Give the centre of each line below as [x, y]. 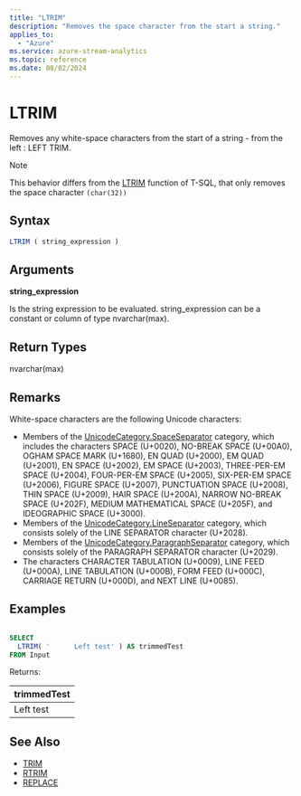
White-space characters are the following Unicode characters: [126, 419]
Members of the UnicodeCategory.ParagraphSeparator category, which [156, 542]
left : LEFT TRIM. [40, 147]
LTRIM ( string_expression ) [64, 242]
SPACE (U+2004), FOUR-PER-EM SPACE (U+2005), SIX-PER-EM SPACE [157, 475]
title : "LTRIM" [38, 18]
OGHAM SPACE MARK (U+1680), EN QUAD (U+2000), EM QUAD [143, 455]
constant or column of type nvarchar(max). [89, 318]
